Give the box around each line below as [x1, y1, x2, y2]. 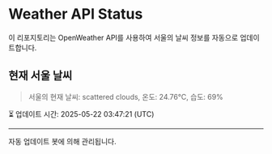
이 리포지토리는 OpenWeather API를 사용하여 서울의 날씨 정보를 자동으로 [8, 32, 239, 42]
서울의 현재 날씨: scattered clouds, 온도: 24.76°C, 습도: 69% [28, 92, 224, 101]
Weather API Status [8, 5, 143, 24]
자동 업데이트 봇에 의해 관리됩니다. [8, 136, 117, 146]
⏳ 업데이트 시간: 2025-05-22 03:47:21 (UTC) [8, 109, 155, 118]
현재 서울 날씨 [8, 69, 73, 83]
